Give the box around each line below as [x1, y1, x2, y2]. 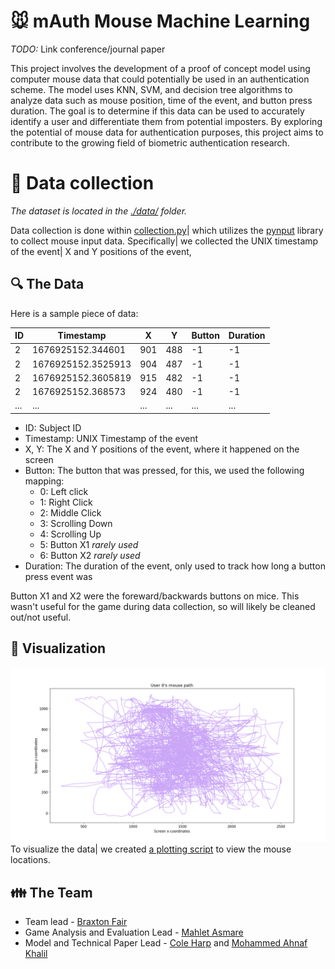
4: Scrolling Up [39, 528, 102, 540]
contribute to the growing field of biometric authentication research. [10, 136, 290, 149]
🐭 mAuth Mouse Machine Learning [10, 10, 311, 33]
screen [24, 453, 54, 465]
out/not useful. [10, 611, 72, 623]
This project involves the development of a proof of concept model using [10, 62, 311, 74]
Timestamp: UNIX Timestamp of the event [24, 432, 199, 444]
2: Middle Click [39, 506, 102, 519]
